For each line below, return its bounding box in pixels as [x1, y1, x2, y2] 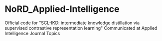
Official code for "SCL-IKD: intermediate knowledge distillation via [4, 20, 140, 26]
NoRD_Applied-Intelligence [4, 3, 120, 15]
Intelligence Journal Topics [4, 30, 60, 36]
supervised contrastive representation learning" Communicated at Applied [4, 25, 158, 31]
